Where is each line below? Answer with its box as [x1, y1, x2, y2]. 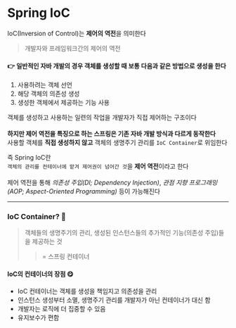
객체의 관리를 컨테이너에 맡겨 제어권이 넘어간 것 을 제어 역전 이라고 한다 [7, 162, 189, 170]
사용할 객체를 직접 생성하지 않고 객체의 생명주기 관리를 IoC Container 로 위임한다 [7, 139, 228, 147]
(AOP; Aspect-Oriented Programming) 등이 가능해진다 [7, 187, 160, 196]
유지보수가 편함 [17, 313, 60, 322]
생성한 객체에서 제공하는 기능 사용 [17, 99, 110, 107]
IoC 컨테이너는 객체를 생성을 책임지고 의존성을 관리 [17, 286, 157, 295]
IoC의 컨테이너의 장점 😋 [7, 270, 74, 279]
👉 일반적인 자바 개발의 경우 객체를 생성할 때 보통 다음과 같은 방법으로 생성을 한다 [7, 61, 227, 70]
